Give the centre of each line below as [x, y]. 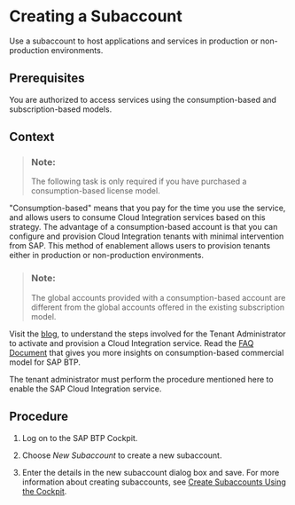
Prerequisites [47, 79]
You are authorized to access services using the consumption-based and [143, 99]
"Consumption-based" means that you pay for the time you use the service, [147, 208]
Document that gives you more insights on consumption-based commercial [147, 352]
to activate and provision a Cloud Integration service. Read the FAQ [132, 343]
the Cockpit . [44, 491]
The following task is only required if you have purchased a [139, 181]
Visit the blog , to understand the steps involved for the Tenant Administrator [147, 334]
